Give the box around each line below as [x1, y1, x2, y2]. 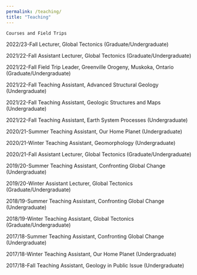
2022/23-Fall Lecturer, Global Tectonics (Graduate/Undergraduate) [6, 41, 169, 48]
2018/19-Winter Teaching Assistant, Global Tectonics [6, 215, 134, 222]
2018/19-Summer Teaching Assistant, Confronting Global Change [6, 197, 165, 204]
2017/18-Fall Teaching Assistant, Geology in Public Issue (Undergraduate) [6, 261, 185, 269]
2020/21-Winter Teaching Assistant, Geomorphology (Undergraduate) [6, 139, 176, 146]
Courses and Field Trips [6, 30, 67, 36]
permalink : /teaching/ [6, 8, 62, 15]
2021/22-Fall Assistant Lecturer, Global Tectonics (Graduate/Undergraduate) [6, 52, 192, 59]
